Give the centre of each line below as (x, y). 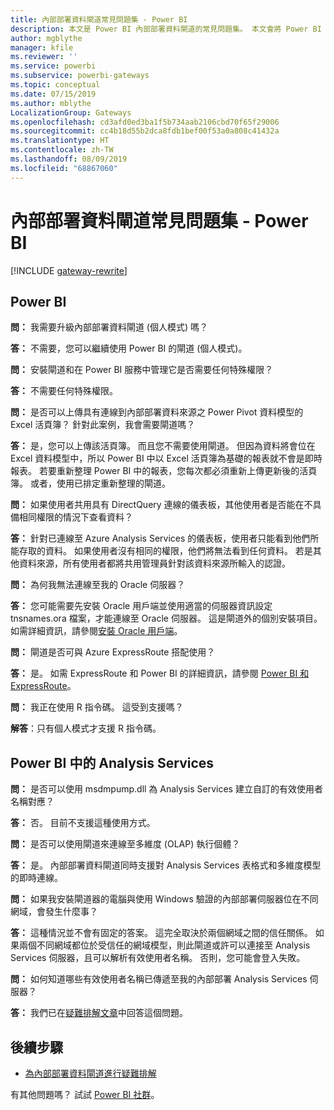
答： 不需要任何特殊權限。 (64, 391)
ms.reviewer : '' (44, 57)
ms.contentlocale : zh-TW (62, 150)
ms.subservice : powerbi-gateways (80, 76)
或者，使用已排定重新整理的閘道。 (100, 483)
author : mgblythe (46, 38)
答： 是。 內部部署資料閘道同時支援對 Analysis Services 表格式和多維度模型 (166, 865)
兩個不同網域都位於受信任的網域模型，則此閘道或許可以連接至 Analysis (164, 945)
